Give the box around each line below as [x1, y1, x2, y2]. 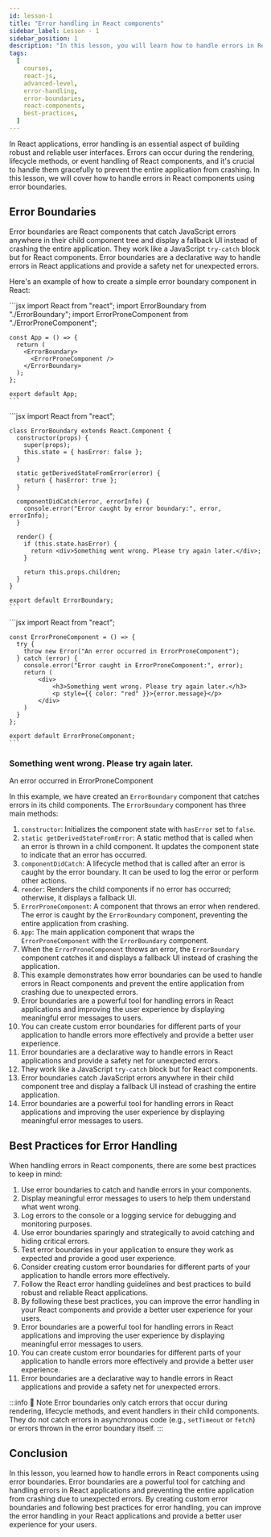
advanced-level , [23, 79, 79, 87]
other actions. [20, 875, 68, 885]
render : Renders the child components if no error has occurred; [20, 884, 232, 894]
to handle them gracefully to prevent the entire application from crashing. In [9, 165, 261, 174]
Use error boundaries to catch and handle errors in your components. [20, 1184, 252, 1194]
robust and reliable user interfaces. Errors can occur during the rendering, [9, 147, 255, 157]
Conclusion [9, 1447, 68, 1460]
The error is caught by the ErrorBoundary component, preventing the [20, 909, 248, 920]
